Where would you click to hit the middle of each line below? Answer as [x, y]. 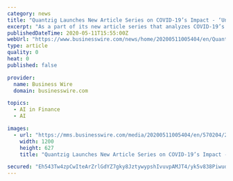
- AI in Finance [37, 110]
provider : [21, 78]
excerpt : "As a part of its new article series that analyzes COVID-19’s [116, 26]
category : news [29, 14]
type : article [28, 46]
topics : [18, 103]
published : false [32, 65]
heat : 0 [18, 59]
